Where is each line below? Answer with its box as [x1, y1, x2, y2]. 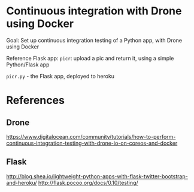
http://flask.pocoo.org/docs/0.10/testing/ [38, 179, 139, 186]
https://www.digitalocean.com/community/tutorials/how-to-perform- [6, 133, 176, 140]
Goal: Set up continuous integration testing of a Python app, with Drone [6, 36, 183, 44]
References [6, 94, 65, 107]
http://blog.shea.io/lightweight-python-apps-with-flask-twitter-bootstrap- [6, 172, 189, 180]
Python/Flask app [6, 61, 50, 68]
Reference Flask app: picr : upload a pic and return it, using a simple [6, 54, 174, 62]
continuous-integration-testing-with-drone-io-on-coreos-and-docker [6, 139, 178, 147]
